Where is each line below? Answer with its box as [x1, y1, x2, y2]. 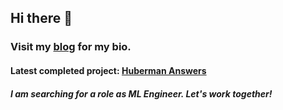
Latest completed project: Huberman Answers [10, 64, 207, 76]
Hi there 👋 [10, 10, 73, 27]
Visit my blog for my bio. [10, 40, 132, 54]
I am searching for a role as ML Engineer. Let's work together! [10, 87, 273, 100]
